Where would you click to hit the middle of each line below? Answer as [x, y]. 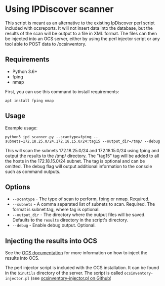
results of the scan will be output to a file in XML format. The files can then [81, 33]
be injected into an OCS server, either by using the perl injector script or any [82, 39]
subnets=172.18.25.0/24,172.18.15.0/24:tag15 [53, 141]
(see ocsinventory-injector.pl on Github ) [71, 278]
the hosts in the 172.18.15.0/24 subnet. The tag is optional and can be [75, 161]
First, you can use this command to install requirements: [62, 91]
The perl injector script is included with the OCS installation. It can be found [82, 268]
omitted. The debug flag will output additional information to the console [79, 166]
